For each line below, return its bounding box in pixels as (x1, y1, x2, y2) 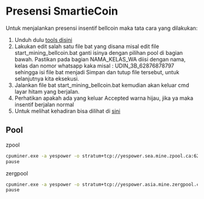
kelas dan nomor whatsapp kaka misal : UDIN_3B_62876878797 (14, 62, 175, 69)
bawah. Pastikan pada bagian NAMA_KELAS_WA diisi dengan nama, (14, 55, 186, 63)
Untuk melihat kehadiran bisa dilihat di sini (14, 107, 121, 114)
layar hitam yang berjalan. (14, 88, 80, 95)
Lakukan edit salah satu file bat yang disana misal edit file (14, 43, 160, 50)
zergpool (5, 169, 29, 177)
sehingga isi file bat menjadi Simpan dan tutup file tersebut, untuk (14, 68, 180, 75)
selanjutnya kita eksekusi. (14, 75, 80, 82)
